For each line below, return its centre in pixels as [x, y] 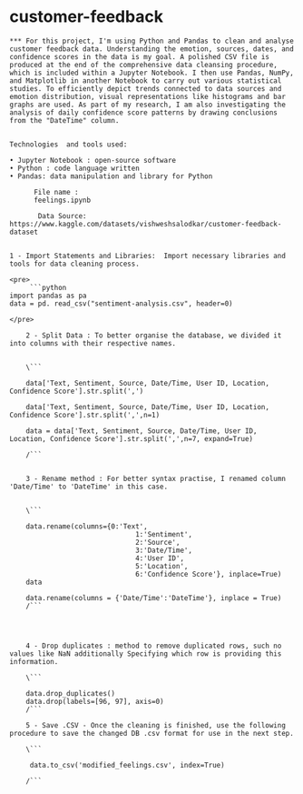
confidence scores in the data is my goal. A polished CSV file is [140, 56]
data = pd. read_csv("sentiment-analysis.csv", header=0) [121, 303]
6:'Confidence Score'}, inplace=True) [208, 574]
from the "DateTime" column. [64, 120]
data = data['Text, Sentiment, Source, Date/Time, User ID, [142, 431]
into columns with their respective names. [93, 343]
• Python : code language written [75, 168]
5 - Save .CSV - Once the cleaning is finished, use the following [156, 725]
